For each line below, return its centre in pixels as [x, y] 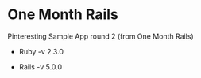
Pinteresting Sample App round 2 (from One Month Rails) [100, 36]
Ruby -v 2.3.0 [41, 51]
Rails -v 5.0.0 [41, 67]
